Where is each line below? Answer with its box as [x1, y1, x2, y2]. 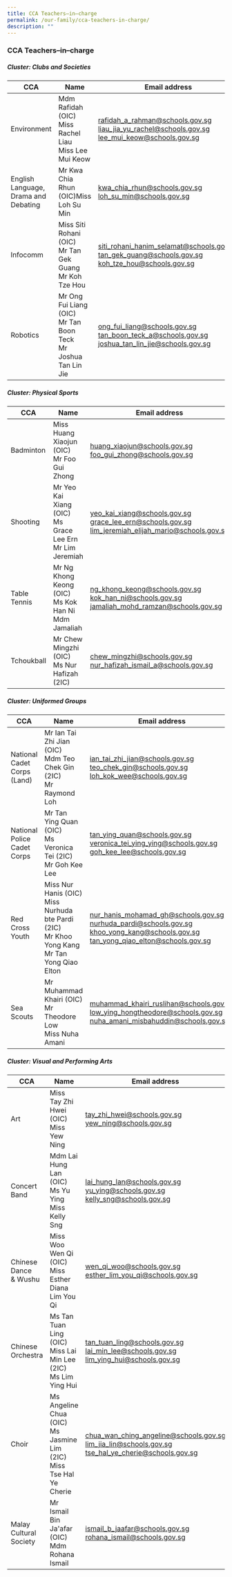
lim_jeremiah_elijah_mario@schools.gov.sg [90, 526, 229, 536]
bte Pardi [44, 914, 74, 924]
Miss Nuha [44, 1029, 79, 1039]
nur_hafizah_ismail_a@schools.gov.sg [90, 660, 213, 670]
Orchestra [10, 1351, 43, 1360]
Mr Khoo [44, 932, 72, 941]
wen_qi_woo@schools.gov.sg [85, 1262, 181, 1271]
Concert [10, 1182, 37, 1191]
